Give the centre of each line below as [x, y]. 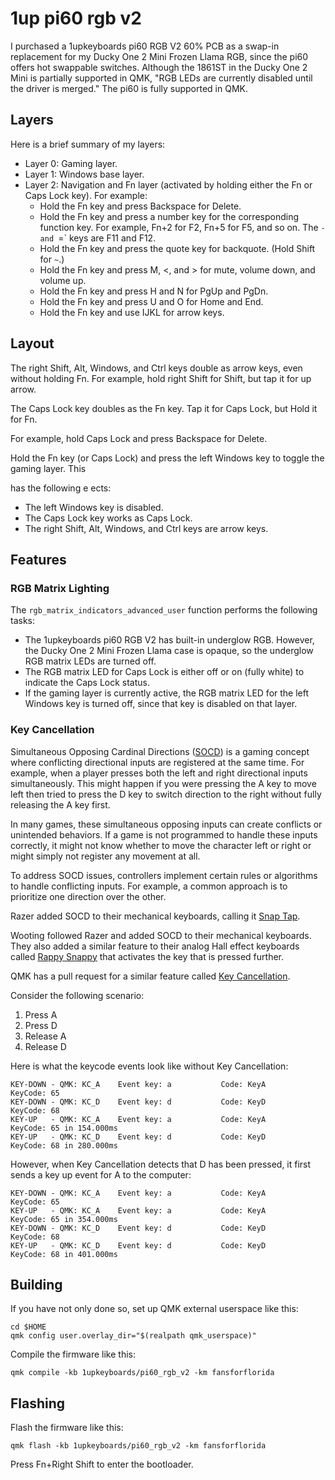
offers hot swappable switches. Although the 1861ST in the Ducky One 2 [159, 67]
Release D [45, 1046]
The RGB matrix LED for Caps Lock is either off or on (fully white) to [164, 672]
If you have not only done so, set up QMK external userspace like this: [154, 1309]
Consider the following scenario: [77, 995]
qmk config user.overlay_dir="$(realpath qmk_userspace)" [133, 1336]
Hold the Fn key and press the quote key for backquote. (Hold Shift [177, 248]
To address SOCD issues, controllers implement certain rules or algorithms [164, 875]
